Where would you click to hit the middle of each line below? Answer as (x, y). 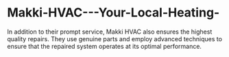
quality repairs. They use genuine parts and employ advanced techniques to (115, 38)
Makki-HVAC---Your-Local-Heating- (113, 13)
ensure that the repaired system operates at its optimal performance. (105, 46)
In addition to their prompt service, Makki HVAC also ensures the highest (110, 32)
